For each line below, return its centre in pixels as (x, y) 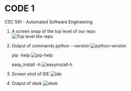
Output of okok (27, 83)
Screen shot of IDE (30, 74)
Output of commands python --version (50, 45)
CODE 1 (20, 8)
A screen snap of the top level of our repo (54, 31)
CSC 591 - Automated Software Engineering (49, 22)
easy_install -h (26, 64)
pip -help (21, 55)
